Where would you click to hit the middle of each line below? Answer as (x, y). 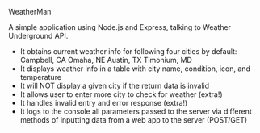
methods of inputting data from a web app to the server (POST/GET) (134, 120)
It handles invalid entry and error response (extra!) (104, 103)
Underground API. (38, 36)
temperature (41, 77)
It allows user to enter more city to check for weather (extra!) (122, 94)
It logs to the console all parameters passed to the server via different (136, 111)
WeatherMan (30, 12)
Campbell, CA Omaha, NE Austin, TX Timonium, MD (106, 60)
